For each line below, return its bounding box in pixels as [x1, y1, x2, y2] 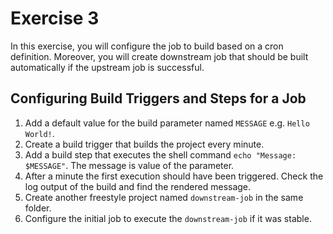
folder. [24, 202, 52, 214]
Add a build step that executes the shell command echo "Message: [24, 148, 297, 161]
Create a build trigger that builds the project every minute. [24, 138, 265, 150]
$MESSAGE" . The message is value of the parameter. [24, 159, 235, 171]
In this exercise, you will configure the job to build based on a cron [10, 40, 284, 52]
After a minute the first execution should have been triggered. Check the [24, 170, 324, 182]
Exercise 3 [10, 7, 100, 30]
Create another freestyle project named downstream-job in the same [24, 191, 304, 203]
